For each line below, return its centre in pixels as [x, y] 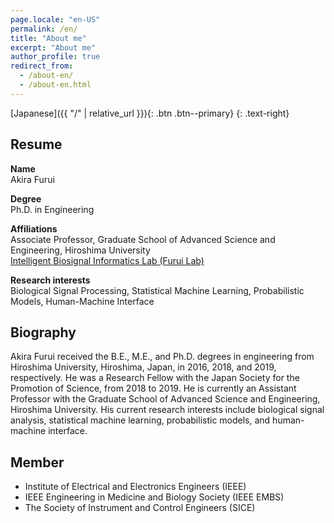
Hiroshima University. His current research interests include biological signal [167, 410]
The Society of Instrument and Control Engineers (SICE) [140, 508]
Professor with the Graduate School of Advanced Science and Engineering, [165, 399]
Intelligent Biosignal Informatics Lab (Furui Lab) [107, 260]
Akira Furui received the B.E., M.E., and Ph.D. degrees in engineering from [162, 357]
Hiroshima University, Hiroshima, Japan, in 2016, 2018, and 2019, [143, 367]
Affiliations [34, 228]
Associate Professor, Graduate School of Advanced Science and [143, 239]
